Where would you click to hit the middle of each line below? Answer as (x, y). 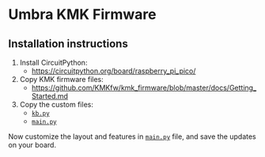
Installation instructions (68, 44)
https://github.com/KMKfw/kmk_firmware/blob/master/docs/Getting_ (144, 88)
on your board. (32, 145)
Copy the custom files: (56, 105)
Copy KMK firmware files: (62, 79)
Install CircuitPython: (53, 62)
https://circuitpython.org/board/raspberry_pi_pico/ (114, 71)
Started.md (50, 96)
